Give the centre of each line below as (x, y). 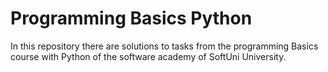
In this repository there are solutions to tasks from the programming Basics (164, 46)
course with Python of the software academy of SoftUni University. (148, 56)
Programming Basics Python (131, 18)
